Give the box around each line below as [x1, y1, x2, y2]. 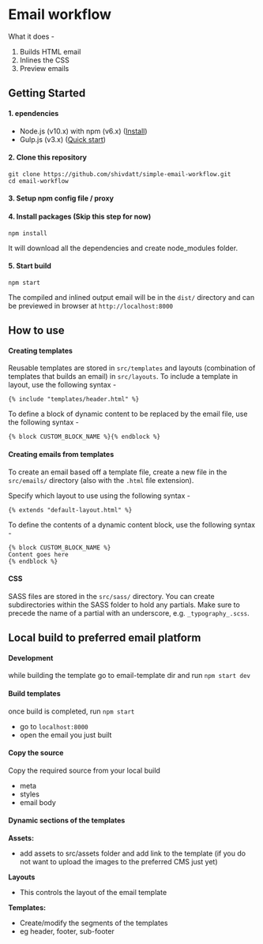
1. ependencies [8, 108, 59, 118]
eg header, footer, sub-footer [19, 926, 115, 936]
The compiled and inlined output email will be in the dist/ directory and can [8, 292, 255, 302]
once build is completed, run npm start [8, 706, 135, 716]
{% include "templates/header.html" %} [8, 395, 140, 403]
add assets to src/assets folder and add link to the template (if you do [19, 848, 246, 858]
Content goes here [8, 550, 69, 558]
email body [19, 797, 57, 807]
